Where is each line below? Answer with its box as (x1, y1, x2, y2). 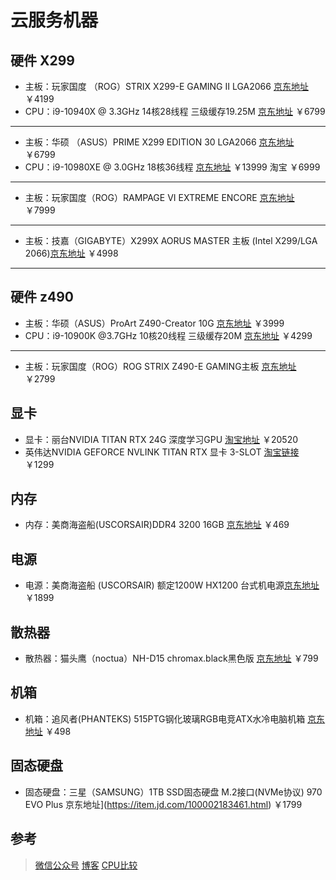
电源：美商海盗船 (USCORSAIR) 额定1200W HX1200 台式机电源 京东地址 (24, 579, 320, 591)
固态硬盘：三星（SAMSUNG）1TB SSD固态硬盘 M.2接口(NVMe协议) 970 (24, 786, 323, 798)
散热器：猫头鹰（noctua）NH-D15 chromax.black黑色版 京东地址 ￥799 (24, 652, 319, 665)
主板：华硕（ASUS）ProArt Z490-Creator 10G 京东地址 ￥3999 (24, 317, 285, 329)
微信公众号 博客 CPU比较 (34, 859, 138, 871)
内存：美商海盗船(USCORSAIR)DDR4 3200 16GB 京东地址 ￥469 (24, 519, 290, 531)
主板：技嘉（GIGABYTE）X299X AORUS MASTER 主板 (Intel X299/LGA (24, 235, 318, 246)
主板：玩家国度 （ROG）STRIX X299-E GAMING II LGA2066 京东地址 (24, 81, 309, 92)
